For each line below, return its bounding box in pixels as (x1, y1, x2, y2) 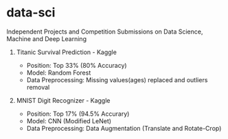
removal (26, 83, 50, 91)
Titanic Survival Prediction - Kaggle (16, 48, 117, 56)
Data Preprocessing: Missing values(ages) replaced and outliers (26, 75, 208, 84)
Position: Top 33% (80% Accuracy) (26, 61, 128, 69)
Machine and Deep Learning (6, 34, 87, 42)
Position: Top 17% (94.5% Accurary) (26, 110, 130, 118)
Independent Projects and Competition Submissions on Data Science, (6, 27, 203, 36)
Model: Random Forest (26, 68, 91, 77)
